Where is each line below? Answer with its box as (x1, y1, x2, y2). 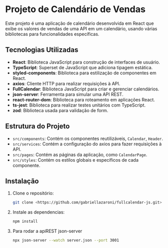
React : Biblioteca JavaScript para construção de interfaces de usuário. (12, 59, 160, 65)
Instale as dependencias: (12, 209, 65, 215)
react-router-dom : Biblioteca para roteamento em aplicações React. (12, 96, 155, 103)
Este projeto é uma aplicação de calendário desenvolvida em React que (5, 20, 154, 26)
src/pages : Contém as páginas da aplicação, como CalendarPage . (12, 152, 147, 158)
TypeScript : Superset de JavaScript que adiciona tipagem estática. (12, 64, 153, 70)
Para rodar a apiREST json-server (12, 228, 82, 234)
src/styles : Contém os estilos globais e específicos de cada (12, 157, 139, 163)
